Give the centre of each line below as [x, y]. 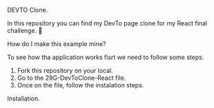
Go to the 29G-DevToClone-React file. [71, 78]
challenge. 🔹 [25, 31]
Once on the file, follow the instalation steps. [80, 85]
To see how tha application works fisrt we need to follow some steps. [106, 57]
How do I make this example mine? [57, 44]
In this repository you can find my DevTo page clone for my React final [107, 23]
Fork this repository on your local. [65, 71]
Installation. [23, 98]
